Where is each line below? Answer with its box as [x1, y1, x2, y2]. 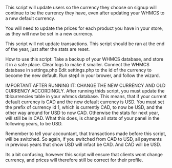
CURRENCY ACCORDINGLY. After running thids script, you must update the [5, 88, 165, 94]
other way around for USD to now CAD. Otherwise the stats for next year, [5, 110, 160, 116]
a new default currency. [5, 15, 55, 21]
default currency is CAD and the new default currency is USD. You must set [5, 99, 165, 105]
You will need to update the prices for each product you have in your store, [5, 25, 163, 31]
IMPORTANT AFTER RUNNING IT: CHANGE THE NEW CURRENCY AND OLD [5, 82, 166, 88]
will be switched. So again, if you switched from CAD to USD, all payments [5, 136, 162, 142]
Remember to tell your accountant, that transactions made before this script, [5, 130, 166, 137]
